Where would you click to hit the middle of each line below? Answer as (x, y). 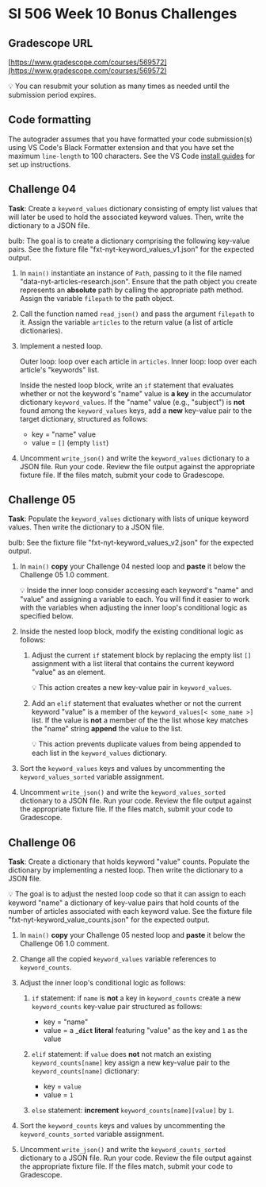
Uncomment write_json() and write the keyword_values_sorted (122, 792)
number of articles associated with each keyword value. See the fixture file (130, 911)
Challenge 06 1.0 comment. (64, 944)
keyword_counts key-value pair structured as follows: (117, 1007)
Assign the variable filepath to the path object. (97, 298)
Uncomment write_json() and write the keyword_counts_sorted (122, 1150)
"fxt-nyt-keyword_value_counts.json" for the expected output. (109, 920)
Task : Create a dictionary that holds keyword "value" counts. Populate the (129, 861)
